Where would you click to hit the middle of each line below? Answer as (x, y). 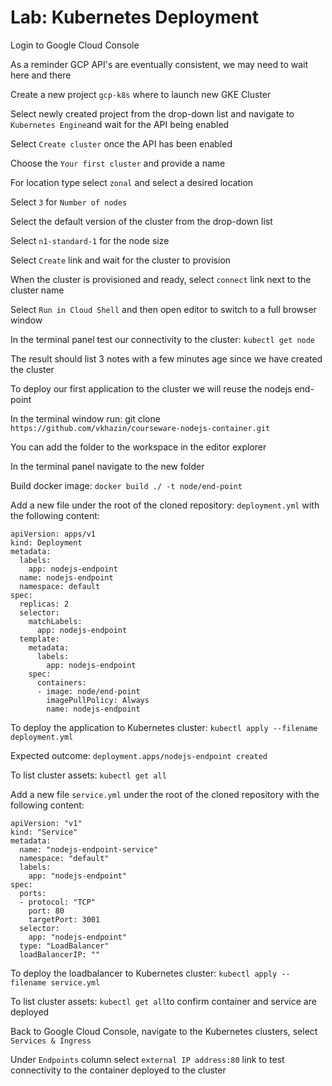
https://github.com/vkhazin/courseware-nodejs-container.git (140, 428)
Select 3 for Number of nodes (69, 202)
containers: (61, 682)
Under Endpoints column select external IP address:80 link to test (147, 1059)
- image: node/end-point (88, 691)
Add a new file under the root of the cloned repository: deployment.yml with (165, 505)
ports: (33, 893)
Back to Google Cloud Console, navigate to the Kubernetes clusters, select (164, 1031)
